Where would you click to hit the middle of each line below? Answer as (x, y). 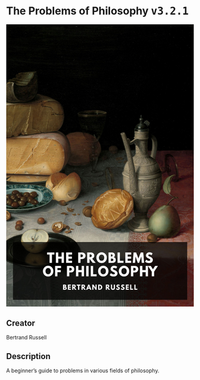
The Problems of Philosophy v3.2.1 (98, 11)
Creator (21, 323)
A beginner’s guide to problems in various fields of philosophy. (83, 370)
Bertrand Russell (26, 338)
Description (28, 356)
